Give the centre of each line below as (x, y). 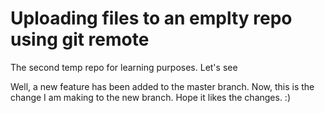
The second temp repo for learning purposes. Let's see (124, 67)
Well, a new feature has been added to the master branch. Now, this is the (162, 86)
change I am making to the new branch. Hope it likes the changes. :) (151, 97)
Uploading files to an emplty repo (151, 18)
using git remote (80, 39)
